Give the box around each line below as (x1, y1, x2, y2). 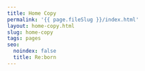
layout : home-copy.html (7, 22, 75, 29)
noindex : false (13, 48, 57, 55)
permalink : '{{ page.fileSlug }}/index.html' (7, 16, 139, 23)
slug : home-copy (7, 28, 53, 36)
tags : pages (7, 35, 41, 42)
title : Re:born (13, 54, 57, 61)
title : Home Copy (7, 9, 57, 17)
